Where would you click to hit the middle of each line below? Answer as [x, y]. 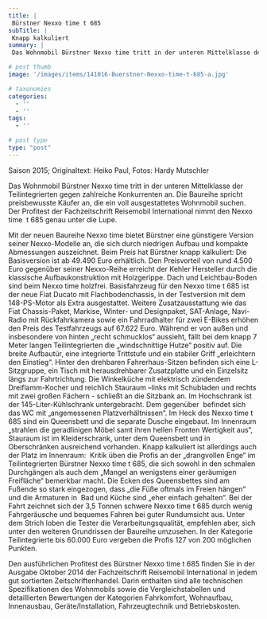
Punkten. [23, 548]
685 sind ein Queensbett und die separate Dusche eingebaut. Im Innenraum [132, 421]
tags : [17, 119]
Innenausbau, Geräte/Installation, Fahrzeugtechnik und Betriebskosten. [124, 605]
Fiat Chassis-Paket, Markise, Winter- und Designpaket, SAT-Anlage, [119, 311]
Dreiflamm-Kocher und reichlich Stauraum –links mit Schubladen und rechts [132, 387]
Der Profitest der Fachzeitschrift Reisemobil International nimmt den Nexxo [130, 211]
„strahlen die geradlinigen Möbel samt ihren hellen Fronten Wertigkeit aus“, [130, 429]
